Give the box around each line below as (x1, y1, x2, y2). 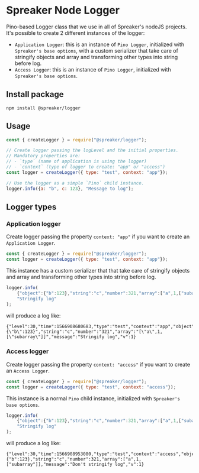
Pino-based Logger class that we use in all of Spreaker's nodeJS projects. (6, 23, 187, 30)
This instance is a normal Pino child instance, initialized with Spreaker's (6, 394, 181, 402)
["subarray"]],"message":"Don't (6, 462, 86, 468)
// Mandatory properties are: (6, 153, 81, 159)
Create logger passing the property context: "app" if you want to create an (6, 233, 190, 240)
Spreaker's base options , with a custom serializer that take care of (14, 47, 179, 54)
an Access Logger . (6, 367, 50, 374)
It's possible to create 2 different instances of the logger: (6, 29, 145, 36)
